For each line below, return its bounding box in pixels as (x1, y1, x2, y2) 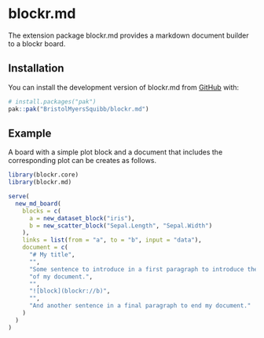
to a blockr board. (8, 38, 66, 48)
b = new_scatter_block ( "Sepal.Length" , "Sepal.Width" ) (28, 221, 213, 230)
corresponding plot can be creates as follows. (8, 156, 157, 165)
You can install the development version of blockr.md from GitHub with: (8, 82, 240, 92)
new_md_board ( (15, 199, 61, 208)
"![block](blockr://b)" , (28, 287, 111, 295)
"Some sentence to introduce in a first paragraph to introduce (28, 265, 244, 273)
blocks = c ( (22, 207, 61, 215)
